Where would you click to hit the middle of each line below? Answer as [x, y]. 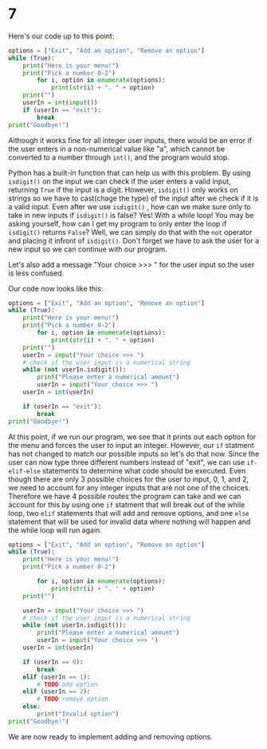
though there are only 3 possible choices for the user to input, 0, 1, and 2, [129, 479]
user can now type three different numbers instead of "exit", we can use [127, 462]
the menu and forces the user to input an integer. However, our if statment [132, 445]
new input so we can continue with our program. [88, 249]
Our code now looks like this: [56, 288]
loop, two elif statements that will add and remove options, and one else [129, 513]
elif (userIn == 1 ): [57, 677]
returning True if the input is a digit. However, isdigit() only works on [123, 189]
